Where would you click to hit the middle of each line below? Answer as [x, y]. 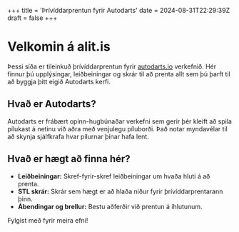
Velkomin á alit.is [59, 47]
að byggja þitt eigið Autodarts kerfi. [59, 81]
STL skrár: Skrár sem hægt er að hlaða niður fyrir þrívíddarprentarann [120, 191]
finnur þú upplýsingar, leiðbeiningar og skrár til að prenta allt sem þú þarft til [119, 74]
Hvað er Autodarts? [52, 104]
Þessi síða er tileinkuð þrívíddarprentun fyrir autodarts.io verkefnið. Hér [112, 66]
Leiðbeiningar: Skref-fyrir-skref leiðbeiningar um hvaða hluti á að [114, 176]
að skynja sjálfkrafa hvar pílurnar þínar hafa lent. [78, 136]
